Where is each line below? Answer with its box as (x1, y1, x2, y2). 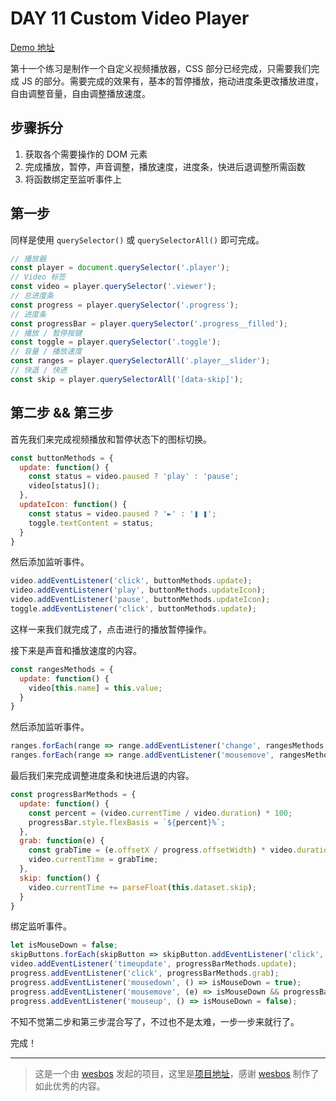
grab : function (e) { (19, 836, 105, 846)
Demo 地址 (10, 41, 55, 53)
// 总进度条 (10, 291, 55, 301)
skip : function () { (19, 873, 101, 883)
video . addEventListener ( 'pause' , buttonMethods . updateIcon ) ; (10, 595, 271, 605)
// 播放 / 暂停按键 (10, 328, 83, 338)
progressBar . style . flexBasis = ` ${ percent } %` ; (28, 817, 226, 827)
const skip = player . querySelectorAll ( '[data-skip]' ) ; (10, 374, 244, 384)
